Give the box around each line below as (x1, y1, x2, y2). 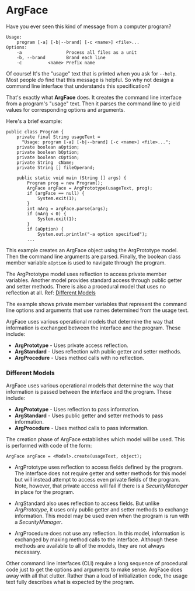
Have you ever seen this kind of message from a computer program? (6, 23, 172, 30)
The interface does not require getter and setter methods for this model (14, 470, 187, 477)
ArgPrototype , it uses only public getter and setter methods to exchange (14, 506, 189, 513)
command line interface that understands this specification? (6, 83, 151, 90)
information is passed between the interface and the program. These (6, 389, 172, 396)
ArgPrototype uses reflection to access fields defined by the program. (14, 463, 183, 471)
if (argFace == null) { (27, 190, 85, 196)
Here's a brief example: (6, 118, 62, 125)
